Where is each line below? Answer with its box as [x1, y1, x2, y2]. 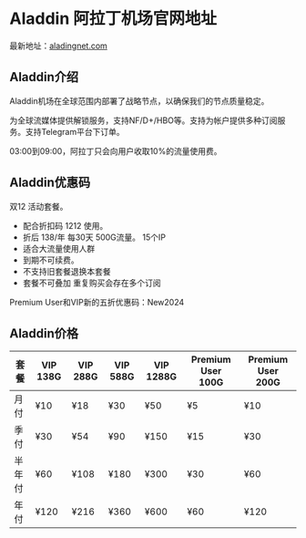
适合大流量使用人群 [22, 243, 96, 253]
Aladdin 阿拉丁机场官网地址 [9, 8, 217, 29]
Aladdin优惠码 [9, 175, 91, 191]
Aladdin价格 [9, 326, 79, 341]
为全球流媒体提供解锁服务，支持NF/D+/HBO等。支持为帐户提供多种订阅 [9, 115, 278, 126]
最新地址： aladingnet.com [9, 40, 107, 51]
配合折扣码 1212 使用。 [22, 220, 108, 231]
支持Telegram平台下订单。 [25, 126, 125, 137]
